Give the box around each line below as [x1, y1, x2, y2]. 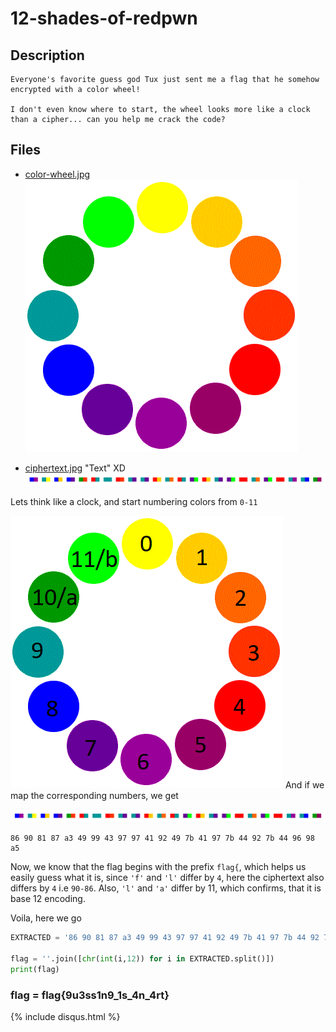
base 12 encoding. [10, 893, 86, 905]
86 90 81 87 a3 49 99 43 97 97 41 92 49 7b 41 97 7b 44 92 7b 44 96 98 [10, 833, 315, 844]
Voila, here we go [10, 912, 82, 924]
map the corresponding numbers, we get [10, 789, 179, 801]
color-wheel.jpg [24, 168, 91, 180]
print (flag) [10, 964, 60, 974]
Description [10, 47, 85, 64]
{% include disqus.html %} [10, 1010, 121, 1022]
